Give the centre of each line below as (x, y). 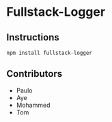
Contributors (34, 74)
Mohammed (33, 105)
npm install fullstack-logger (50, 53)
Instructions (33, 37)
